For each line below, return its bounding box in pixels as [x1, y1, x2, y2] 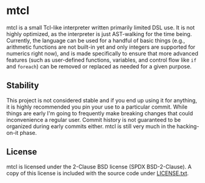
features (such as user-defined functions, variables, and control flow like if [6, 56, 197, 63]
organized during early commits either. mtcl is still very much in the [6, 123, 176, 130]
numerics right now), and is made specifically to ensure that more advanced [6, 49, 199, 57]
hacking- [176, 123, 199, 130]
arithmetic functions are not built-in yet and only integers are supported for [6, 43, 196, 51]
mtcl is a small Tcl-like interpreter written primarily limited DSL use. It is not [6, 24, 195, 31]
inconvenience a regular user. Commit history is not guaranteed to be [6, 116, 181, 123]
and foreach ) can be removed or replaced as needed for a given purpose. [6, 62, 192, 70]
